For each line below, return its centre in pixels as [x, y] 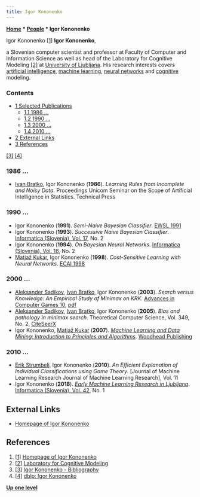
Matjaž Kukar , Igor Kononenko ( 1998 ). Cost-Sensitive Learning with [98, 257]
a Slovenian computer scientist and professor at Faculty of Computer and [96, 52]
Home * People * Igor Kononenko [48, 29]
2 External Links [35, 138]
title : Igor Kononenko [34, 12]
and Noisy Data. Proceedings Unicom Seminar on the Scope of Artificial [103, 190]
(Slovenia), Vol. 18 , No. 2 [45, 251]
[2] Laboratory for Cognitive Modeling [61, 463]
